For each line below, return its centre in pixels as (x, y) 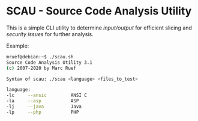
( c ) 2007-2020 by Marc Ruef (41, 68)
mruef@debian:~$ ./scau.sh (40, 57)
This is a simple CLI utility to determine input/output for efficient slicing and (99, 28)
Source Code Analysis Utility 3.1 (49, 62)
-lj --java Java (44, 107)
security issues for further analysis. (50, 34)
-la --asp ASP (43, 101)
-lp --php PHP (43, 112)
